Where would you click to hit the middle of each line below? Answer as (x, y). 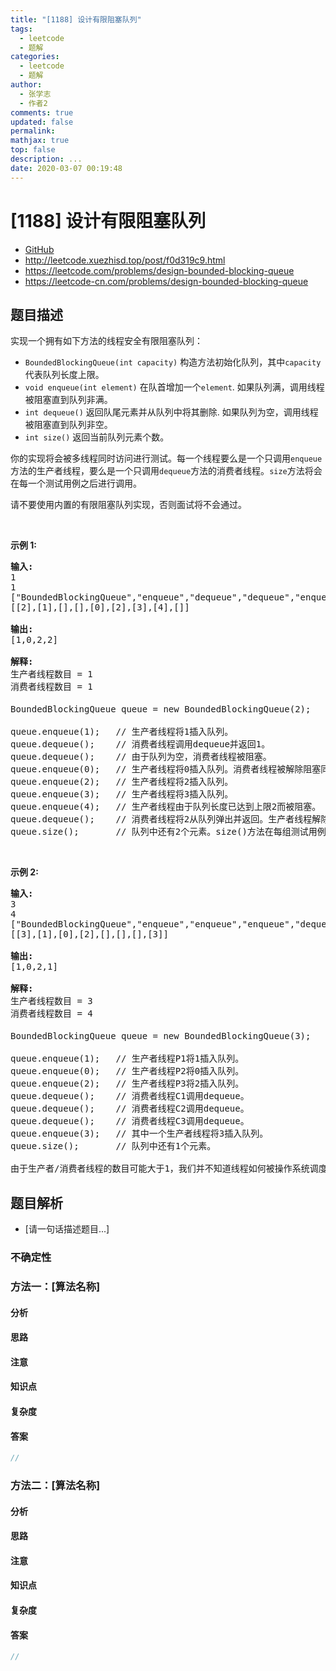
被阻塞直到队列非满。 (68, 400)
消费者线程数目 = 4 (51, 1014)
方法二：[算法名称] (55, 1485)
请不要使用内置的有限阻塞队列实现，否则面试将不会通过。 (128, 505)
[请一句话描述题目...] (67, 1229)
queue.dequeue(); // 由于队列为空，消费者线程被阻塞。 (141, 757)
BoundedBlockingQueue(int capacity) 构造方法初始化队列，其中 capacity (173, 362)
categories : (35, 57)
